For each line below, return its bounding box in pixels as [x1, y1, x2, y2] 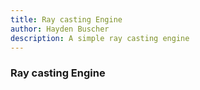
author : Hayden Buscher [10, 24, 110, 34]
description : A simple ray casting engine [10, 33, 190, 43]
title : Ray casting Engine [10, 14, 123, 25]
